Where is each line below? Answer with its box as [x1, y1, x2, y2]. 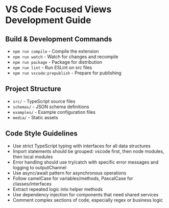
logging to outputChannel [12, 164, 66, 170]
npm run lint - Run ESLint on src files [12, 65, 92, 70]
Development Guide [5, 14, 91, 26]
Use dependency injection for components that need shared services [12, 191, 159, 197]
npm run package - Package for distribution [12, 59, 103, 65]
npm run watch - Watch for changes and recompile [12, 54, 118, 60]
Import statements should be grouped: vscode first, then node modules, [12, 148, 164, 154]
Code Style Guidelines [5, 129, 78, 138]
